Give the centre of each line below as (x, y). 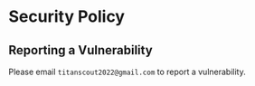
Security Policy (67, 17)
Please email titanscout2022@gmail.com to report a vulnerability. (127, 72)
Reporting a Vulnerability (80, 50)
